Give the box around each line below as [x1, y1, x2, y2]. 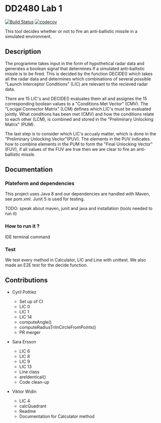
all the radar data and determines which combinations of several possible [5, 76, 151, 81]
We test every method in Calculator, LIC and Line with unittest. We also [5, 257, 146, 263]
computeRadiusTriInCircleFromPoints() [19, 324, 96, 330]
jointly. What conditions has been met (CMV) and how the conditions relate [5, 111, 155, 117]
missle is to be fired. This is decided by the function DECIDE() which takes [5, 71, 153, 77]
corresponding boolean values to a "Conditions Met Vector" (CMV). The [5, 100, 148, 107]
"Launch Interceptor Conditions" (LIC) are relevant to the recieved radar [5, 81, 148, 87]
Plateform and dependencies [5, 180, 75, 187]
